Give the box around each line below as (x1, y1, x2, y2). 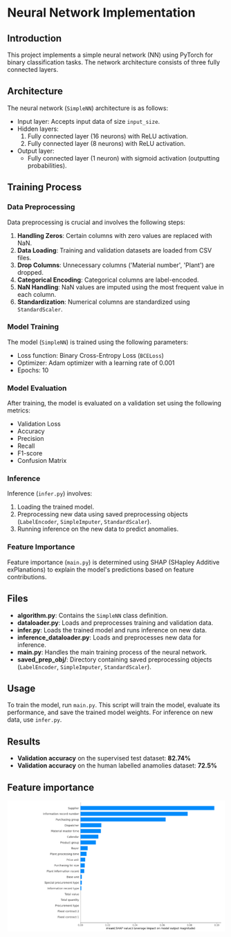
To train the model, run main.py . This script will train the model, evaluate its (7, 701, 220, 709)
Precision (17, 435, 44, 443)
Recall (17, 442, 35, 451)
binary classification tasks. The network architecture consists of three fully (7, 58, 220, 66)
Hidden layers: (17, 125, 59, 133)
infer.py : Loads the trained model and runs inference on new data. (17, 626, 207, 634)
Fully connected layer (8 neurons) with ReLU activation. (27, 139, 186, 147)
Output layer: (17, 147, 55, 155)
